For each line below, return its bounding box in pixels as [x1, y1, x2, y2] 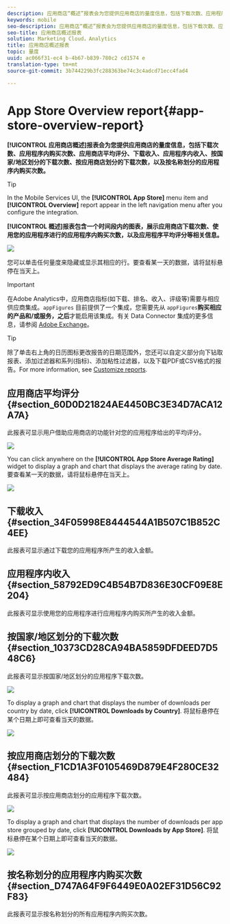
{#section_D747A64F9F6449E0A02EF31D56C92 [7, 880, 221, 892]
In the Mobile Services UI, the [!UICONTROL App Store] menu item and [7, 193, 209, 202]
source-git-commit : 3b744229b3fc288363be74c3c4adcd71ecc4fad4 [7, 67, 188, 74]
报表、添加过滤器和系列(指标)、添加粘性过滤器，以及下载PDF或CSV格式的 [7, 357, 216, 365]
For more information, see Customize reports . [18, 365, 148, 374]
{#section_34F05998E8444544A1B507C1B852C [7, 516, 220, 528]
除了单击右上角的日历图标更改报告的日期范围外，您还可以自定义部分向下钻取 [7, 348, 223, 356]
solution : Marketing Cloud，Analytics [7, 36, 117, 42]
